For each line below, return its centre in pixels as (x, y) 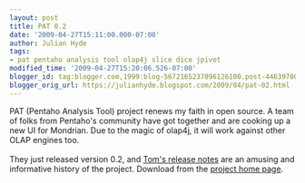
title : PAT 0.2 (38, 26)
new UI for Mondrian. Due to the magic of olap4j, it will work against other (148, 130)
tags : (20, 52)
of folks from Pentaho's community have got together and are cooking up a (150, 120)
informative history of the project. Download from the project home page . (147, 169)
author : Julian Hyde (49, 43)
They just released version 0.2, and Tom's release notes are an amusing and (152, 159)
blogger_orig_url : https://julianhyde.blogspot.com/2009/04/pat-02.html (150, 85)
